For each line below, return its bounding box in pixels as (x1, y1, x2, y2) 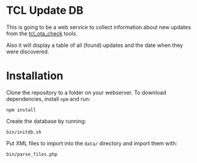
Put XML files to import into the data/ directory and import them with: (6, 140, 178, 147)
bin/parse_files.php (6, 151, 58, 157)
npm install (6, 106, 36, 113)
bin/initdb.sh (6, 129, 42, 135)
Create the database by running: (6, 117, 86, 125)
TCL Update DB (6, 4, 84, 17)
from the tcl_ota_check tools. (6, 29, 78, 37)
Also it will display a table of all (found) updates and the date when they (6, 42, 183, 49)
